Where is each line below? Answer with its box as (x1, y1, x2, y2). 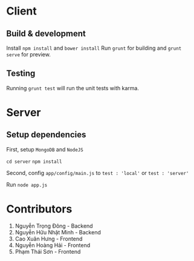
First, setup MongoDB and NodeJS (6, 145, 83, 153)
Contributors (6, 202, 73, 216)
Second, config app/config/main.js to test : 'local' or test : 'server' (6, 169, 189, 176)
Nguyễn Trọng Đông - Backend (15, 222, 93, 230)
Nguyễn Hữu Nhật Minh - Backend (15, 228, 101, 236)
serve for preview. (6, 51, 51, 58)
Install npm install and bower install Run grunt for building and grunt (6, 44, 182, 51)
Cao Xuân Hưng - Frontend (15, 235, 83, 242)
